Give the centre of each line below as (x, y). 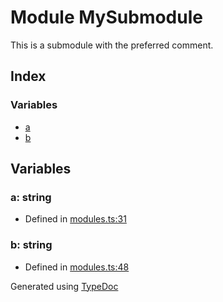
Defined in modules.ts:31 (75, 219)
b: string (31, 245)
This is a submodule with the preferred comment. (112, 45)
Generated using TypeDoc (64, 286)
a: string (31, 197)
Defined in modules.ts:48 (77, 267)
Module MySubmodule (106, 17)
